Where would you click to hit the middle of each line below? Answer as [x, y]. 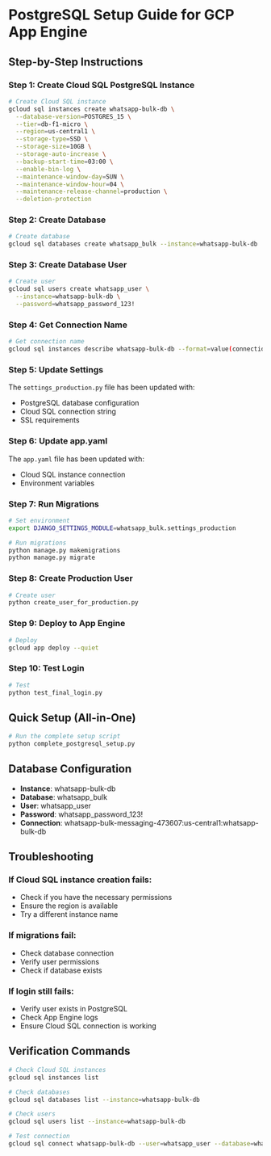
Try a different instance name [69, 914]
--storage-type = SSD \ [52, 139]
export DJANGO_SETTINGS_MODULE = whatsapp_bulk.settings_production [122, 528]
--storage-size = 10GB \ [54, 147]
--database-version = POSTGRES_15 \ [73, 116]
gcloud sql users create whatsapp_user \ [79, 289]
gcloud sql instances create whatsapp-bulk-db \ [92, 109]
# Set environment [39, 520]
